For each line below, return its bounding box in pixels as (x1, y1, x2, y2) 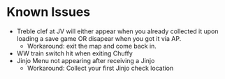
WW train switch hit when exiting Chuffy (16, 49, 133, 58)
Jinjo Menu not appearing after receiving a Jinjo (16, 56, 155, 64)
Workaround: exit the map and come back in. (27, 42, 157, 50)
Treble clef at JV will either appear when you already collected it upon (16, 27, 219, 35)
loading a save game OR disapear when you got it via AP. (16, 34, 182, 42)
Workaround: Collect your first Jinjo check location (27, 64, 174, 72)
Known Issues (6, 4, 91, 20)
